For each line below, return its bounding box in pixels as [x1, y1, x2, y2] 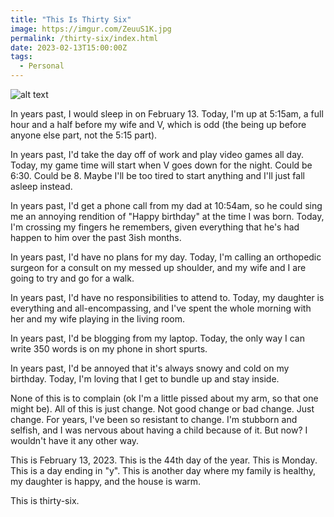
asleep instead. [10, 181, 73, 192]
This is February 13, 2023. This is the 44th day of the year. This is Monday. [10, 454, 318, 466]
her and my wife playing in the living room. [10, 313, 186, 325]
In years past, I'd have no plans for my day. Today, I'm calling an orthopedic [10, 251, 322, 263]
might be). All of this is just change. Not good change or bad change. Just [10, 403, 315, 415]
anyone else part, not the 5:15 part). [10, 129, 158, 141]
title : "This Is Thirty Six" [10, 14, 132, 25]
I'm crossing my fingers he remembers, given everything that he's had [10, 221, 300, 233]
